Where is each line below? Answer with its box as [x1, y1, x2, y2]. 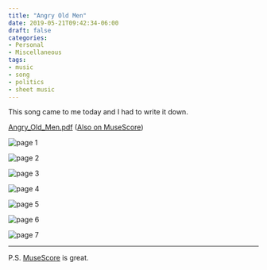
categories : [8, 33, 48, 42]
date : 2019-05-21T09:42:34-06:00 [8, 19, 119, 27]
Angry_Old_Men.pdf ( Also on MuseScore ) [8, 122, 144, 132]
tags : [8, 56, 26, 64]
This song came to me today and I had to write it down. [8, 107, 188, 117]
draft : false [8, 26, 52, 34]
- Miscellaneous [8, 48, 62, 56]
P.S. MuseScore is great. [8, 253, 89, 263]
